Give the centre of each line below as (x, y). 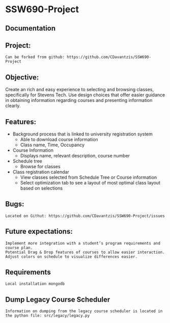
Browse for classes (40, 167)
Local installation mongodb (35, 284)
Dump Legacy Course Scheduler (58, 299)
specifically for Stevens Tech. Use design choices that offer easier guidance (85, 95)
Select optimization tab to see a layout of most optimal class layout (90, 183)
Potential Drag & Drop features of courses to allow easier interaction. (85, 252)
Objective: (22, 77)
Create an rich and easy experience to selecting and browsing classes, (80, 90)
